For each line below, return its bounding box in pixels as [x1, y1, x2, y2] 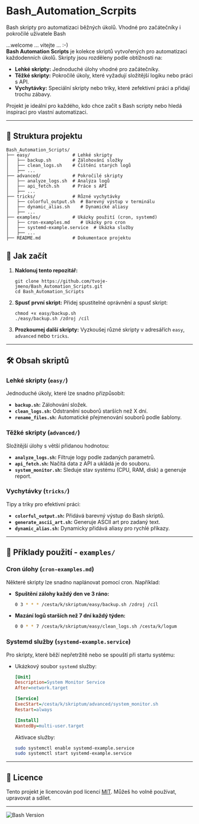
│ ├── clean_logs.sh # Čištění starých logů [6, 162, 131, 168]
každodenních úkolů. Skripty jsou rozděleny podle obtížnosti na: [6, 54, 163, 61]
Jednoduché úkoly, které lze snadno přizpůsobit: [6, 390, 126, 397]
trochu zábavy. [14, 91, 52, 98]
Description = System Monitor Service [14, 680, 105, 685]
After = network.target [14, 685, 68, 691]
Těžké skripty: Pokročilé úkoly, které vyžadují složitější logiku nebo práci [14, 72, 193, 79]
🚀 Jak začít [6, 251, 47, 261]
